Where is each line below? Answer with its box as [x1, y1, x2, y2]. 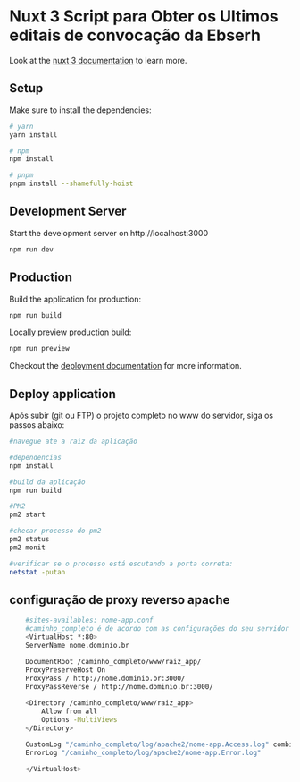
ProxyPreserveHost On [25, 665, 105, 675]
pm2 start [9, 510, 46, 520]
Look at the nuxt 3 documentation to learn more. [9, 55, 187, 65]
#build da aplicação [9, 477, 87, 487]
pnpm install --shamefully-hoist [9, 179, 134, 189]
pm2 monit [9, 543, 46, 552]
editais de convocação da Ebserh [9, 25, 262, 46]
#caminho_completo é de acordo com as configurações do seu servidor [25, 625, 290, 633]
